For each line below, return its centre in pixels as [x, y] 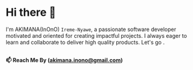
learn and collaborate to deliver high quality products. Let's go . [85, 42]
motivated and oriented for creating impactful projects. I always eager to [96, 35]
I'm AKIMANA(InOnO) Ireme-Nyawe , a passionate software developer [91, 29]
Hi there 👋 [31, 12]
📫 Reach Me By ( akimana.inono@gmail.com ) [64, 60]
